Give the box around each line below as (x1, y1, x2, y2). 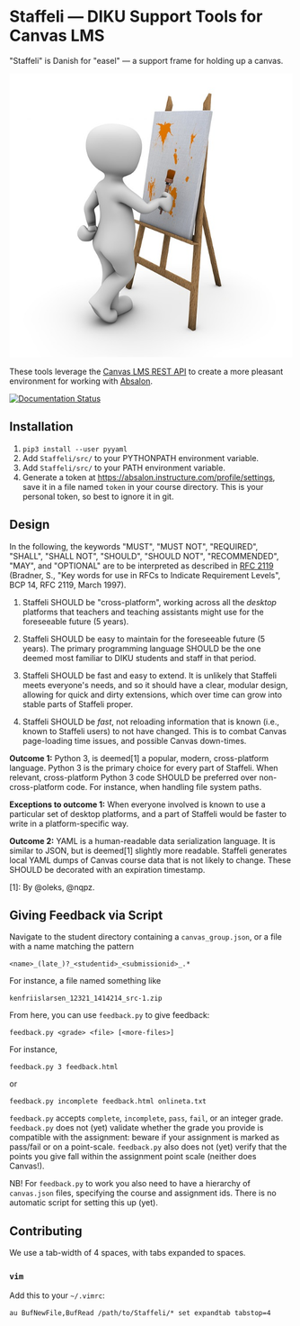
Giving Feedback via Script (9, 907, 163, 922)
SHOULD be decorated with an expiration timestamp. (9, 864, 206, 875)
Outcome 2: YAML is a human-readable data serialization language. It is (9, 835, 276, 846)
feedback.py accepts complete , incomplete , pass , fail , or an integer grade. (9, 1113, 284, 1123)
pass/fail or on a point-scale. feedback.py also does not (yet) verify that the (9, 1141, 287, 1152)
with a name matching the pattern (9, 941, 135, 952)
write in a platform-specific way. (9, 818, 129, 829)
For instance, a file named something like (9, 976, 162, 986)
